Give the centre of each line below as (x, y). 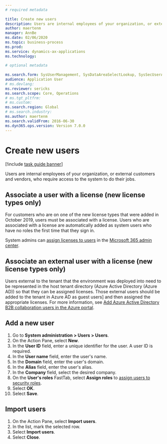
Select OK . (23, 388)
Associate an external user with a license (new (79, 261)
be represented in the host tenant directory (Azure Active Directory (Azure (81, 286)
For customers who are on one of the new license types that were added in (82, 215)
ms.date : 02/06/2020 (27, 38)
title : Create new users (31, 19)
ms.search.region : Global (32, 107)
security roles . (27, 383)
